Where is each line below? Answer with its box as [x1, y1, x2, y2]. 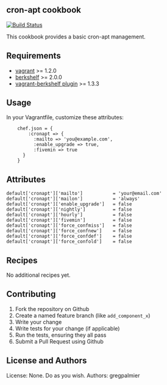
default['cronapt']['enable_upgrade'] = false [6, 201, 132, 207]
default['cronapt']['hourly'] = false [6, 212, 132, 218]
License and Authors [6, 356, 87, 366]
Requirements [6, 51, 61, 61]
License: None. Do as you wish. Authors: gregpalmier [6, 372, 140, 379]
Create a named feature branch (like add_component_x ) [15, 312, 151, 319]
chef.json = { [17, 125, 53, 132]
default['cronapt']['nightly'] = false [6, 207, 132, 213]
